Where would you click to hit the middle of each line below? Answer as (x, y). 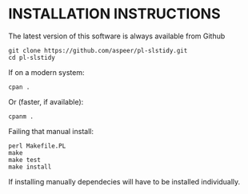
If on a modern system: (46, 72)
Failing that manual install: (51, 131)
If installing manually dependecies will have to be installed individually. (124, 181)
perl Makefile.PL (37, 146)
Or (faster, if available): (46, 101)
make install (30, 167)
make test (25, 160)
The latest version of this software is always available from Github (117, 36)
